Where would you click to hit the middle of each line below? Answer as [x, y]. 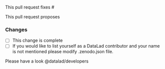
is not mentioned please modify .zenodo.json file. [63, 52]
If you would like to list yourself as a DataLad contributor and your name [86, 46]
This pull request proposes [33, 17]
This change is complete [38, 40]
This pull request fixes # [30, 7]
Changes [16, 29]
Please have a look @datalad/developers [47, 61]
